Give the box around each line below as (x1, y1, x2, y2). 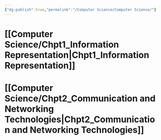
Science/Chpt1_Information (4, 39, 119, 50)
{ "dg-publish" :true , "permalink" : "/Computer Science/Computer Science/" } (4, 7, 157, 12)
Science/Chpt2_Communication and (4, 93, 156, 104)
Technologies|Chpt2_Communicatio (4, 114, 155, 125)
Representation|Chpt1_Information (4, 49, 149, 61)
